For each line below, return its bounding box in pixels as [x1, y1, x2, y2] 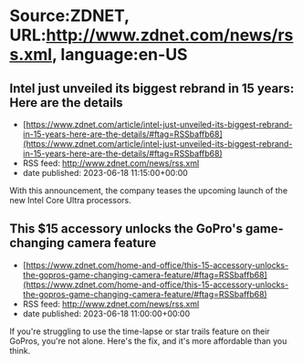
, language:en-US [51, 45, 188, 65]
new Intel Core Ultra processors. [9, 195, 131, 205]
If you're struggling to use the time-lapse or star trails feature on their [9, 326, 271, 337]
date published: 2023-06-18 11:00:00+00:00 [22, 307, 190, 319]
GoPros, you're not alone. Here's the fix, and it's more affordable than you [9, 335, 287, 347]
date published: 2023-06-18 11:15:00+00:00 [22, 168, 189, 178]
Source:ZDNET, [9, 5, 130, 26]
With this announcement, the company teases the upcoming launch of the [9, 185, 288, 196]
